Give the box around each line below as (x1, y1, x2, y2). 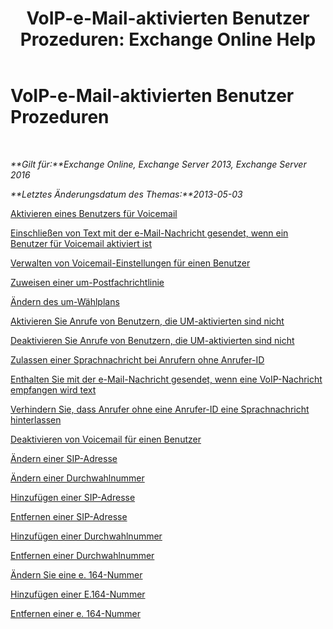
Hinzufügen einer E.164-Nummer (10, 588, 146, 600)
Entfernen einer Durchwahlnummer (10, 549, 155, 561)
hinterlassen (10, 413, 62, 426)
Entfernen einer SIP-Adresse (10, 510, 128, 522)
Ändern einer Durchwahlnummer (10, 472, 145, 484)
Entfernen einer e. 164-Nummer (10, 607, 141, 619)
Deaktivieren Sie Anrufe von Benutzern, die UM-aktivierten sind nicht (10, 334, 295, 346)
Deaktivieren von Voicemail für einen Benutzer (10, 433, 202, 445)
